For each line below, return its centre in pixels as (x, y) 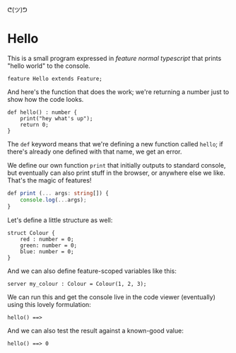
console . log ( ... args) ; (53, 199)
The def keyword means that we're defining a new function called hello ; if (116, 144)
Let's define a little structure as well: (60, 220)
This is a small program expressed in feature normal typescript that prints (114, 58)
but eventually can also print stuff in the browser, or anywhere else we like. (116, 173)
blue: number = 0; (47, 251)
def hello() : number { (42, 112)
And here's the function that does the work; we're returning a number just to (118, 92)
